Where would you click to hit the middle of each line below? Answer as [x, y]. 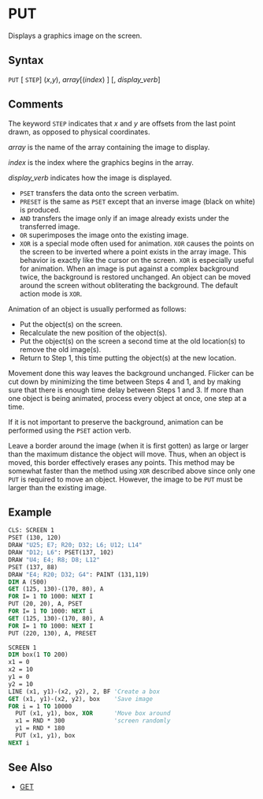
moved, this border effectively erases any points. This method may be [121, 462]
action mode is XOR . [51, 294]
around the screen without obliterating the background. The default [129, 285]
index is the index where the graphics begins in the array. [101, 162]
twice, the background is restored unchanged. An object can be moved [135, 276]
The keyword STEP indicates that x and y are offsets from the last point [122, 123]
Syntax [26, 60]
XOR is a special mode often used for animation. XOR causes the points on [137, 243]
